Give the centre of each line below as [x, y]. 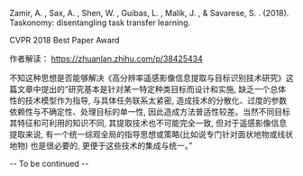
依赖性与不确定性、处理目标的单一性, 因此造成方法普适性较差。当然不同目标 [150, 111]
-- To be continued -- [49, 163]
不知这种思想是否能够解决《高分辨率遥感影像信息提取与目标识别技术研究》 [147, 78]
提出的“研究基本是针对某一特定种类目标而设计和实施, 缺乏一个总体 [163, 89]
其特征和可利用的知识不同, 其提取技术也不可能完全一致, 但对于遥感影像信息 [148, 123]
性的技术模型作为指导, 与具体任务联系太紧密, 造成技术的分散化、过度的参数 [148, 100]
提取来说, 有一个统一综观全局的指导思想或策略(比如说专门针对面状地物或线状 [151, 134]
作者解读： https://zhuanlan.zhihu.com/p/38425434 [106, 59]
